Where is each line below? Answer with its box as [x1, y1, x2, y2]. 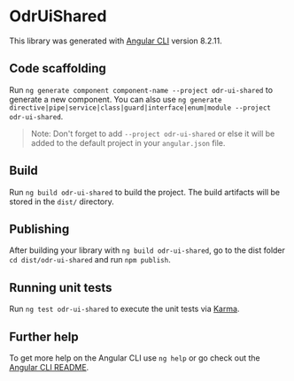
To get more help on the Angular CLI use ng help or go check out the [9, 353, 260, 363]
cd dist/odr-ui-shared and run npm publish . [9, 255, 171, 265]
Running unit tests [9, 280, 112, 295]
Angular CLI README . [9, 362, 89, 372]
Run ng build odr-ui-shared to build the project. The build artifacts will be [9, 187, 281, 197]
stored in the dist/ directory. [9, 196, 115, 207]
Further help [9, 329, 80, 344]
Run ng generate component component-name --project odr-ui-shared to [9, 84, 273, 95]
